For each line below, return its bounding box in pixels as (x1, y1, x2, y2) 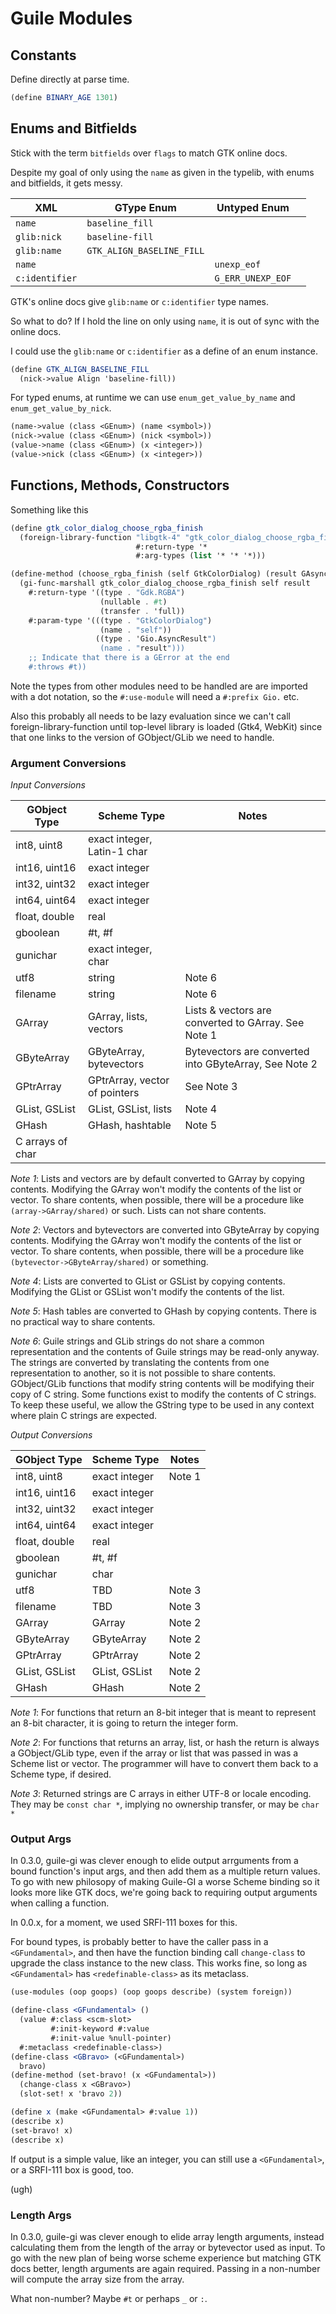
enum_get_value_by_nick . (10, 402, 112, 414)
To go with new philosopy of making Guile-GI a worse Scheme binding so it (10, 1876, 320, 1888)
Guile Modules (10, 7, 133, 30)
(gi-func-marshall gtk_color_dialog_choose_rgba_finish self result (19, 578, 311, 589)
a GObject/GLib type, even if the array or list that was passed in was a (10, 1747, 299, 1759)
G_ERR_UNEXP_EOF (214, 272, 292, 284)
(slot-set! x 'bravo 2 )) (19, 2089, 123, 2099)
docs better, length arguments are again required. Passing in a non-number (10, 2262, 321, 2274)
